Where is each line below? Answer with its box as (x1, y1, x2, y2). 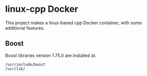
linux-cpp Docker (5, 3, 78, 15)
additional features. (5, 25, 45, 31)
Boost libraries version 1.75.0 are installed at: (5, 52, 97, 58)
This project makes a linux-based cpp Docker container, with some (5, 20, 143, 26)
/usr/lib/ (5, 66, 26, 71)
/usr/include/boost (5, 62, 46, 67)
